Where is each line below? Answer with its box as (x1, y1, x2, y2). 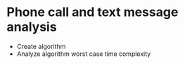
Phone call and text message (6, 4, 179, 20)
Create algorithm (16, 42, 66, 50)
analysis (6, 19, 57, 35)
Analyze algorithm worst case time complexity (16, 50, 151, 58)
